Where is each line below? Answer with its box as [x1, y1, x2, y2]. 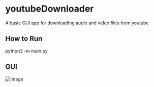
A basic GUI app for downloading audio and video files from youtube [5, 20, 149, 26]
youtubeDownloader [5, 3, 94, 15]
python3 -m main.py [5, 48, 48, 54]
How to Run [5, 34, 43, 43]
